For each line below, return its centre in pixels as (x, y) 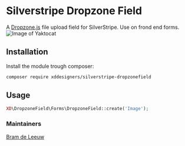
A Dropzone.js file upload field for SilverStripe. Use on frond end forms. (93, 27)
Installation (27, 52)
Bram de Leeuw (25, 137)
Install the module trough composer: (50, 66)
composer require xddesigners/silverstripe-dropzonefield (79, 77)
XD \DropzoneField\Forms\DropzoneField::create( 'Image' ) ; (77, 109)
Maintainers (24, 124)
